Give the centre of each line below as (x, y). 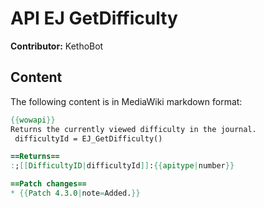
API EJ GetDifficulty (94, 18)
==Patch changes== (48, 184)
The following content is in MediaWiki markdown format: (126, 101)
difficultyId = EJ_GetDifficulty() (88, 138)
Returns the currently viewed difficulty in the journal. (133, 129)
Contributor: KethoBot (57, 46)
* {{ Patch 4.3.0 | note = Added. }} (75, 193)
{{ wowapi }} (33, 120)
